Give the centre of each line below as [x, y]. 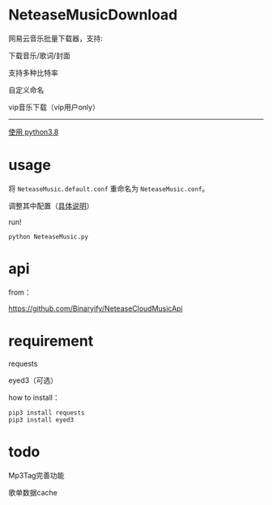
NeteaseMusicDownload [93, 15]
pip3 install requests [47, 413]
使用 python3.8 [34, 132]
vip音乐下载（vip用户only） [54, 107]
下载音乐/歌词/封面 [40, 55]
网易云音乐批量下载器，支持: [56, 38]
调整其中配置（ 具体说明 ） [51, 206]
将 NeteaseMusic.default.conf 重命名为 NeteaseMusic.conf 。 [109, 189]
